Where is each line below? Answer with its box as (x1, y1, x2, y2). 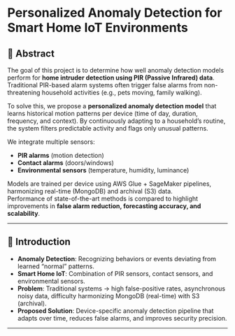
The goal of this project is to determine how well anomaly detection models (7, 66, 225, 74)
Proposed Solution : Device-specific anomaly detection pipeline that (17, 306, 214, 315)
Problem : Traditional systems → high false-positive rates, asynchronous (17, 284, 226, 293)
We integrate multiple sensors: (7, 138, 96, 146)
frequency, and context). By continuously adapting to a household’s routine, (7, 117, 226, 125)
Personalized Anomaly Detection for (7, 5, 222, 21)
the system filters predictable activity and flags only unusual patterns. (7, 124, 208, 132)
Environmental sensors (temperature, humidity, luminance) (17, 166, 190, 174)
